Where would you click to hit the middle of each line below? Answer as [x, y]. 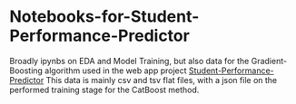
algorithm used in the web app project [116, 71]
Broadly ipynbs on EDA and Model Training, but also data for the [129, 61]
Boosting [26, 71]
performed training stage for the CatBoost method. [104, 90]
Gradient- [269, 61]
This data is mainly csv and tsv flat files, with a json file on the [162, 80]
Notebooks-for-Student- [104, 17]
